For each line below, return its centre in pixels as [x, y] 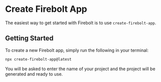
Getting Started [29, 38]
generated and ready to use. [34, 74]
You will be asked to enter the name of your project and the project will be [80, 69]
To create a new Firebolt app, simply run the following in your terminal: [77, 50]
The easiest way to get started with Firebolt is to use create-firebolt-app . [81, 23]
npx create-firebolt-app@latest [38, 59]
